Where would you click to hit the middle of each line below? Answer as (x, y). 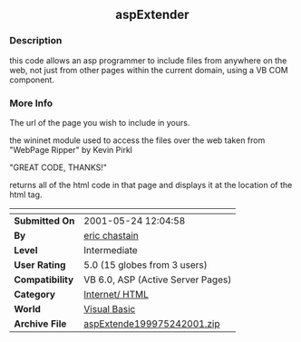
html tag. (26, 195)
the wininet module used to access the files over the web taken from (137, 140)
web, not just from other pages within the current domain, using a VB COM (149, 70)
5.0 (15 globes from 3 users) (146, 264)
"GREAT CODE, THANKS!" (58, 167)
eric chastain (111, 235)
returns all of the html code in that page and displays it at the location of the (151, 185)
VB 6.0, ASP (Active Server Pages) (158, 280)
